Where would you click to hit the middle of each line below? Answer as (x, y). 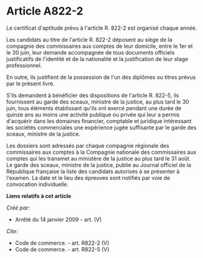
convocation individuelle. (37, 184)
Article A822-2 (45, 11)
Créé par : (18, 208)
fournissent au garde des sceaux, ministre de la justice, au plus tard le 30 (98, 102)
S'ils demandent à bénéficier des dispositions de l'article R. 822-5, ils (93, 95)
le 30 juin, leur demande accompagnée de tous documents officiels (91, 52)
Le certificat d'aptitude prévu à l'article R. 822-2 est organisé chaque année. (102, 28)
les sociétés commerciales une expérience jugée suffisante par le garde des (101, 127)
